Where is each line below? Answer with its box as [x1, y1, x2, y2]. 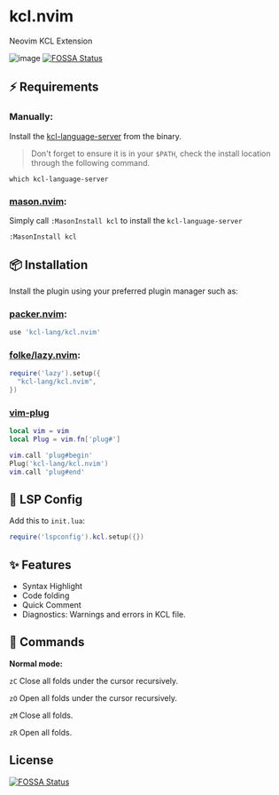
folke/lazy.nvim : [9, 349, 81, 361]
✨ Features [9, 557, 72, 572]
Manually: [9, 111, 53, 123]
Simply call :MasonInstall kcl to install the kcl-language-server [9, 215, 243, 225]
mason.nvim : [9, 195, 67, 208]
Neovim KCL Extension [9, 35, 93, 46]
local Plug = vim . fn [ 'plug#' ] [9, 435, 121, 444]
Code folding [21, 590, 70, 601]
